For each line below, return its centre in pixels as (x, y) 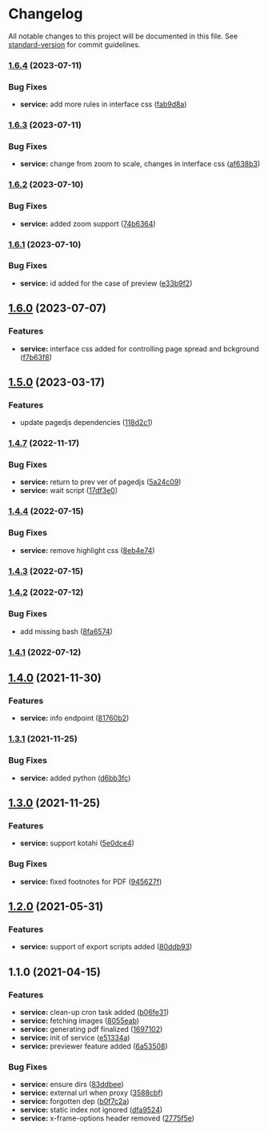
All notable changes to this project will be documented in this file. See (123, 36)
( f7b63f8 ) (36, 357)
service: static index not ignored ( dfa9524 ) (91, 1110)
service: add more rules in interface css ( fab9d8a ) (103, 104)
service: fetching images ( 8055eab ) (80, 1021)
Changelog (46, 14)
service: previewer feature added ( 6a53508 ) (94, 1046)
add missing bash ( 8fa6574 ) (66, 631)
